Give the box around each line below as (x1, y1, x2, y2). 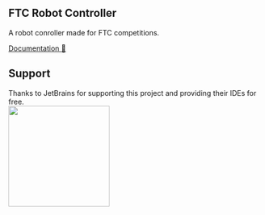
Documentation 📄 (8, 43, 66, 53)
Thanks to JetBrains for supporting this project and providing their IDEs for (8, 88, 257, 97)
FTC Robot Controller (8, 6, 117, 20)
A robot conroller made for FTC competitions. (8, 27, 160, 37)
